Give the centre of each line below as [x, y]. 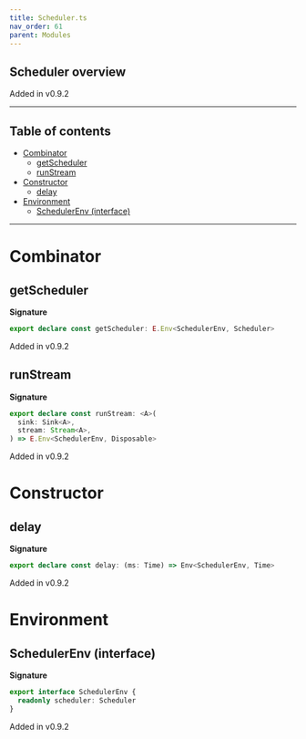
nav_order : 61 [36, 26]
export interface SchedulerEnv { [73, 692]
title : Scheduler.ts [49, 18]
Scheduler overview [68, 72]
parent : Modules [40, 35]
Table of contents [60, 131]
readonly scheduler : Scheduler [77, 700]
